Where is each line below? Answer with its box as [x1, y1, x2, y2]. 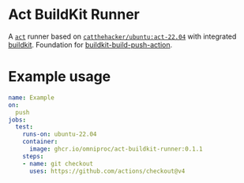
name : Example [8, 93, 55, 102]
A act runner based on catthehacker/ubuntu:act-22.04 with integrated [8, 32, 237, 41]
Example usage [8, 68, 111, 86]
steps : [22, 152, 44, 160]
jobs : [8, 116, 26, 124]
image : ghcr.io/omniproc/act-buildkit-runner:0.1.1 [28, 145, 203, 153]
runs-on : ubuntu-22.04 [22, 130, 97, 139]
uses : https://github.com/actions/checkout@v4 [28, 167, 186, 175]
